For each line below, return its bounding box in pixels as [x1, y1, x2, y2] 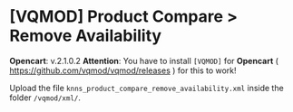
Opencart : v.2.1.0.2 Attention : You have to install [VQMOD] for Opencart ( [9, 55, 279, 66]
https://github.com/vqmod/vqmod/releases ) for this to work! [9, 65, 238, 76]
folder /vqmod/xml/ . [9, 92, 82, 103]
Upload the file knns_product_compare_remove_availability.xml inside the [9, 82, 284, 93]
